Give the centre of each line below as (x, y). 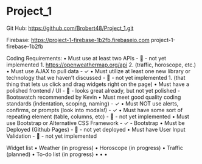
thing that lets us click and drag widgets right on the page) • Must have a (98, 84)
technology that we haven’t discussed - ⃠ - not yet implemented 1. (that (96, 77)
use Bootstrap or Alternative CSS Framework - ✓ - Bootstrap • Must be (96, 123)
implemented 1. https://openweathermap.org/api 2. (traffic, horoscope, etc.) (101, 65)
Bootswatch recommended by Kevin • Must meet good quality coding (94, 97)
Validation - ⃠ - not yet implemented (52, 136)
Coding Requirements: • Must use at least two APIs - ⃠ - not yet (86, 58)
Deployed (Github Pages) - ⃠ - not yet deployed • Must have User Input (96, 129)
